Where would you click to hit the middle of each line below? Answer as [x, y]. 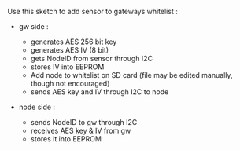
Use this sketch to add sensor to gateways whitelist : [92, 11]
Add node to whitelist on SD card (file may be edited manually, [131, 75]
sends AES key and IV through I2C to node [100, 92]
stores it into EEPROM [66, 139]
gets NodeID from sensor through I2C [92, 59]
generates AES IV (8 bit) [70, 50]
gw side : [33, 26]
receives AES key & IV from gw [81, 130]
